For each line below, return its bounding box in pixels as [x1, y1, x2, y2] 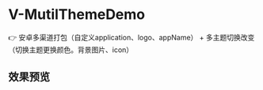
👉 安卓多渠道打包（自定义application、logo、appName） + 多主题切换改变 [8, 32, 255, 42]
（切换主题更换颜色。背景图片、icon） [8, 45, 134, 54]
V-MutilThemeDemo [8, 6, 146, 24]
